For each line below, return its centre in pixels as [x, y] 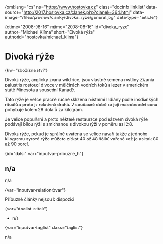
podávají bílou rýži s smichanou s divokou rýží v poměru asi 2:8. [69, 124]
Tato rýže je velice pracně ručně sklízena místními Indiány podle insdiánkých [82, 99]
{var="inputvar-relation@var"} [35, 190]
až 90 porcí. [17, 144]
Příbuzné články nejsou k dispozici [40, 199]
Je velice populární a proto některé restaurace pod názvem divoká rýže [77, 119]
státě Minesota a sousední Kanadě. [40, 90]
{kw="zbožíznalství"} [26, 70]
